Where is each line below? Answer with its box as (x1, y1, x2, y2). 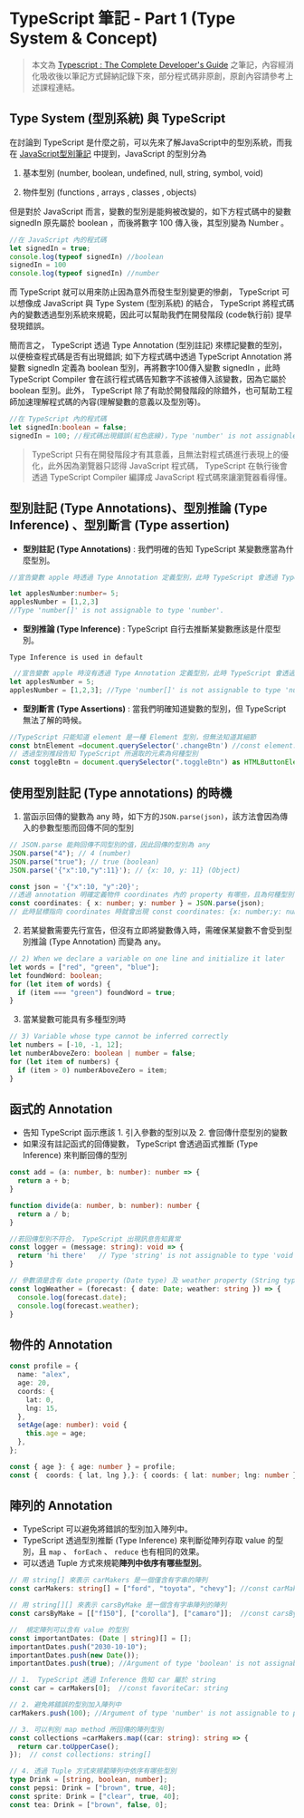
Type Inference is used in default (9, 653, 144, 662)
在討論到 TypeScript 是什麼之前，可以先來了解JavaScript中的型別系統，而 (9, 137, 285, 148)
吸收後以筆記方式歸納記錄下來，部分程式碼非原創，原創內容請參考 (39, 70, 286, 82)
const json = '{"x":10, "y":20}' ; (9, 882, 140, 891)
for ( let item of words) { (9, 980, 111, 989)
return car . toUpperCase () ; (17, 1742, 119, 1751)
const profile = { (9, 1361, 79, 1371)
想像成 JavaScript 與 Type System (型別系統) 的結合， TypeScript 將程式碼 (16, 298, 295, 309)
